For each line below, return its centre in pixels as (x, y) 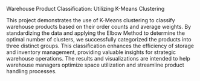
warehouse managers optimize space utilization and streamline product (95, 65)
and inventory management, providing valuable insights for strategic (91, 52)
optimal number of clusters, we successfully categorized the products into (99, 39)
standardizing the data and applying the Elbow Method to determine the (96, 33)
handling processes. (32, 71)
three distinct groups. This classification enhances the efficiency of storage (100, 46)
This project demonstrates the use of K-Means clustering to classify (91, 20)
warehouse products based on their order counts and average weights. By (99, 27)
